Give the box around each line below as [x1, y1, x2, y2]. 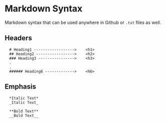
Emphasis [5, 83, 36, 91]
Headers [5, 34, 32, 42]
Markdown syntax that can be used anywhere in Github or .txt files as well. [5, 19, 161, 25]
